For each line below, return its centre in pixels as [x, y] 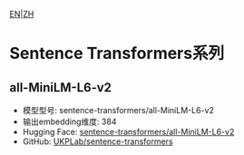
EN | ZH [22, 14]
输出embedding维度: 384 [69, 121]
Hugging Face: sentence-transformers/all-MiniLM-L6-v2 [128, 132]
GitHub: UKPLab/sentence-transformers [98, 141]
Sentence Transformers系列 [117, 53]
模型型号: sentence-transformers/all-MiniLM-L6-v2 [118, 110]
